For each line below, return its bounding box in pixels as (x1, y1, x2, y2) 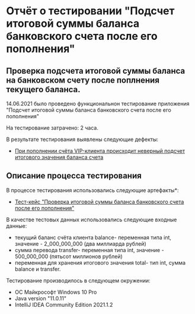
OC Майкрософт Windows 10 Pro (14, 288, 97, 296)
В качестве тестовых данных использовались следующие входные (6, 216, 177, 223)
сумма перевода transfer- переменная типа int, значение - (14, 246, 164, 253)
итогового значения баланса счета (14, 153, 104, 161)
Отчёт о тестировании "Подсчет (6, 4, 175, 18)
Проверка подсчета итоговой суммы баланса (6, 65, 186, 76)
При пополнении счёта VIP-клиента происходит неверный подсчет (14, 147, 186, 154)
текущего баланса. (6, 84, 81, 95)
